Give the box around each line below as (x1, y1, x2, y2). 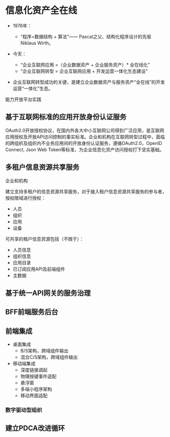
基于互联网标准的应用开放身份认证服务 (5, 113, 126, 121)
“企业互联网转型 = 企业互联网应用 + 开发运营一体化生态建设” (20, 68, 148, 74)
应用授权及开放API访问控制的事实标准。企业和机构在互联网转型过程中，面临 (5, 134, 165, 140)
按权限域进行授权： (5, 195, 46, 201)
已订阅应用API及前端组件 (12, 266, 66, 272)
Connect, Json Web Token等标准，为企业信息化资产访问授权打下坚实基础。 (5, 147, 164, 153)
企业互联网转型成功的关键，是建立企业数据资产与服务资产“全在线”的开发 (12, 79, 165, 85)
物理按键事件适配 (20, 373, 57, 380)
